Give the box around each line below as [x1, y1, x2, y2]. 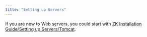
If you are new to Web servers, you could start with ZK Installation [5, 21, 142, 27]
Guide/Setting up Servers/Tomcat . [5, 26, 77, 32]
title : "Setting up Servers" [5, 7, 66, 12]
